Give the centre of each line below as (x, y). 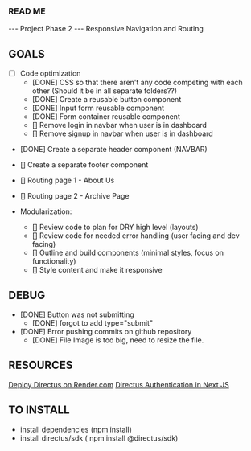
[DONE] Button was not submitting (77, 314)
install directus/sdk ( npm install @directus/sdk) (99, 438)
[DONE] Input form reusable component (98, 108)
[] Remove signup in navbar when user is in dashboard (122, 133)
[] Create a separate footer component (84, 165)
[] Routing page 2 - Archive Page (74, 196)
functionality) (54, 261)
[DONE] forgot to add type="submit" (93, 322)
